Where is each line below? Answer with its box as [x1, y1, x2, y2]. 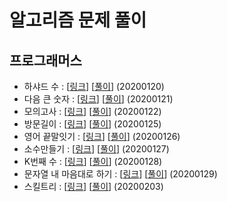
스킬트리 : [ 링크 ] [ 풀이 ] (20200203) [23, 181, 164, 192]
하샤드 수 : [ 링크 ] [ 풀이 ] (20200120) [23, 81, 165, 92]
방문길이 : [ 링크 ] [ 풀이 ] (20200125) [23, 118, 162, 130]
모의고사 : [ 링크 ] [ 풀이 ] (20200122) [23, 106, 162, 117]
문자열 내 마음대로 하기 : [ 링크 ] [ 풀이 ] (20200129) [23, 168, 218, 180]
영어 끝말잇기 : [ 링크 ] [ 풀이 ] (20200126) [23, 131, 181, 142]
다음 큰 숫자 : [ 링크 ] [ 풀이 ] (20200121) [23, 93, 174, 105]
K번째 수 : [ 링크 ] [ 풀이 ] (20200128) [23, 156, 163, 167]
